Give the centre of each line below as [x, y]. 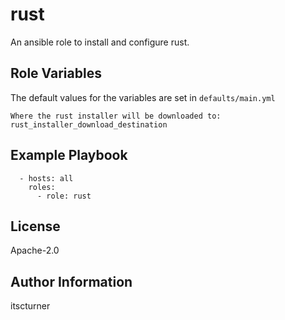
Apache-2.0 [35, 250]
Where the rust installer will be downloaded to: [116, 116]
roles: [42, 187]
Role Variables [56, 73]
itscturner [30, 306]
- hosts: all [46, 178]
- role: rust [64, 196]
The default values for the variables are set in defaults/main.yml [143, 97]
